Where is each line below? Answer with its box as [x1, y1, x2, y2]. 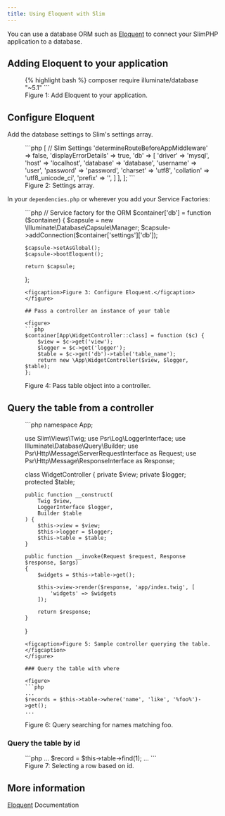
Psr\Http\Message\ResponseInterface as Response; [25, 457, 175, 465]
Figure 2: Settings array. [25, 181, 95, 190]
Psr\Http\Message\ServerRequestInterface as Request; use [25, 449, 197, 458]
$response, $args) [25, 559, 79, 567]
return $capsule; [25, 263, 76, 270]
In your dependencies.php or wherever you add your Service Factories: [7, 195, 210, 203]
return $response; [37, 608, 91, 616]
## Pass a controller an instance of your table [25, 308, 170, 315]
